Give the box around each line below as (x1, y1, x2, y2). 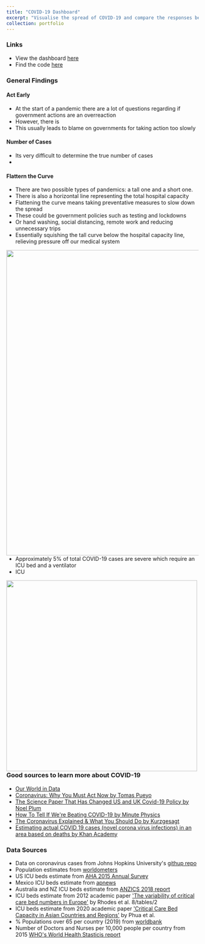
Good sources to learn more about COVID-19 (6, 771, 141, 780)
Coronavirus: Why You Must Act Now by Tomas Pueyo (15, 791, 152, 799)
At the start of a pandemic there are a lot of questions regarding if (15, 104, 181, 112)
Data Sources (6, 846, 48, 854)
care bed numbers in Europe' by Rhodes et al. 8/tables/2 (15, 898, 157, 906)
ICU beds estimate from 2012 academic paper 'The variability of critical (15, 891, 195, 899)
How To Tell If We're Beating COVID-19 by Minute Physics (15, 811, 160, 818)
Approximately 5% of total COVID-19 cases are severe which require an (15, 555, 195, 563)
